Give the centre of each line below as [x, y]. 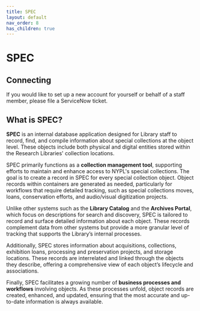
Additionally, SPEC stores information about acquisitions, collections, [91, 246]
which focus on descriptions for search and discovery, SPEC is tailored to [97, 215]
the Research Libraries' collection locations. [60, 153]
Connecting [29, 80]
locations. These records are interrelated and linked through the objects [95, 258]
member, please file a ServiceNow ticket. [57, 101]
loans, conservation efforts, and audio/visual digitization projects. [87, 197]
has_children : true [31, 28]
